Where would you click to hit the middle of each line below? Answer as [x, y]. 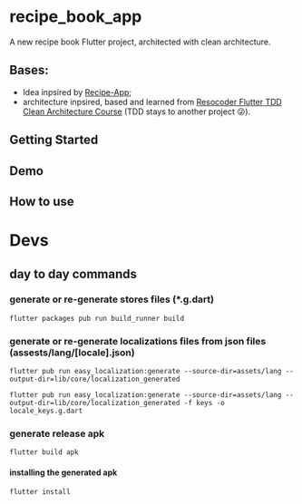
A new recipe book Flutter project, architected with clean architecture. [140, 42]
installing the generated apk [63, 472]
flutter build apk [44, 452]
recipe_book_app [76, 17]
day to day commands [73, 274]
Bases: [29, 70]
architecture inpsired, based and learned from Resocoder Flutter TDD [152, 102]
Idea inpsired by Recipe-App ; [77, 92]
